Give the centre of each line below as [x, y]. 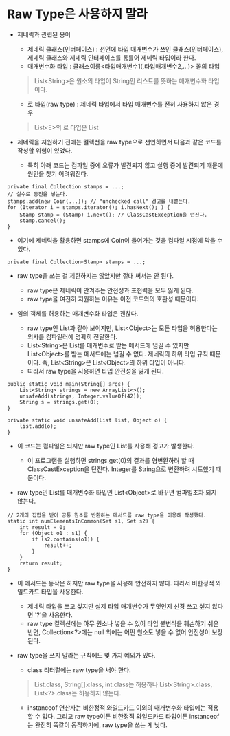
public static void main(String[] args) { [69, 384]
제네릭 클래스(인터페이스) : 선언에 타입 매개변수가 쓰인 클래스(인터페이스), [125, 49]
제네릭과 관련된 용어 [44, 34]
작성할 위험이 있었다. [45, 150]
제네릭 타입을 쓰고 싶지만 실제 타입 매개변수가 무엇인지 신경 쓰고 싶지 [119, 606]
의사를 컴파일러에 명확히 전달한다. [72, 336]
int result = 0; [43, 527]
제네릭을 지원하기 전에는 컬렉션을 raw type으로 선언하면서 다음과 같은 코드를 [119, 142]
